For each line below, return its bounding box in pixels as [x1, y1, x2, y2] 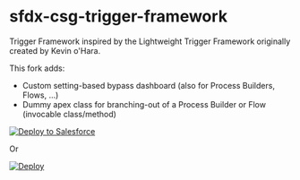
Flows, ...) [21, 90, 59, 100]
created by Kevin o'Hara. [9, 45, 101, 56]
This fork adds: [9, 63, 65, 73]
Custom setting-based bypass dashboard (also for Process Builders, [21, 80, 276, 90]
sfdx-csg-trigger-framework [9, 6, 228, 27]
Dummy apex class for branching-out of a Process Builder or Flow [21, 99, 267, 109]
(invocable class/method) [21, 108, 116, 119]
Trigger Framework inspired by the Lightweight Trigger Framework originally [9, 36, 291, 47]
